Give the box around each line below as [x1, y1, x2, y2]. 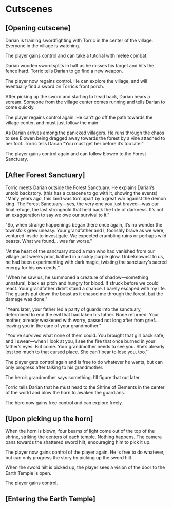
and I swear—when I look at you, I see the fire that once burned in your [5, 337, 156, 344]
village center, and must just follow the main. [5, 120, 100, 126]
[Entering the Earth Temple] [5, 495, 96, 503]
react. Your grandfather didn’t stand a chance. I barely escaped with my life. [5, 285, 166, 291]
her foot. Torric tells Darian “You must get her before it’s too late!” [5, 141, 144, 146]
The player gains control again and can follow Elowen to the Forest [5, 150, 146, 157]
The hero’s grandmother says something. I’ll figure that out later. [5, 374, 141, 380]
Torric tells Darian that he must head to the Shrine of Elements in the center [5, 384, 165, 390]
